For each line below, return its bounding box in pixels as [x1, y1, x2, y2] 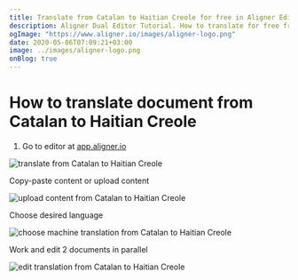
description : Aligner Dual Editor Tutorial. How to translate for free [9, 21, 279, 30]
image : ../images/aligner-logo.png [9, 46, 141, 55]
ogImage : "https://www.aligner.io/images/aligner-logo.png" [9, 29, 237, 38]
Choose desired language [9, 210, 104, 220]
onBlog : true [9, 54, 58, 63]
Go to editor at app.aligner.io [21, 140, 127, 151]
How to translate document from [9, 92, 254, 113]
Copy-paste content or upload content [9, 175, 150, 186]
